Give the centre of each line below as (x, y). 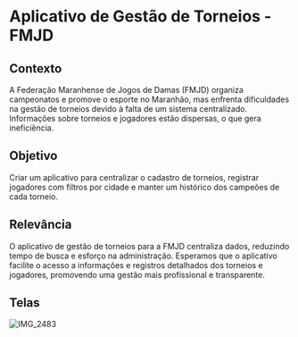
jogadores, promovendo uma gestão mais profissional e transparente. (137, 274)
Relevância (41, 225)
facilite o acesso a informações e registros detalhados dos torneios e (136, 265)
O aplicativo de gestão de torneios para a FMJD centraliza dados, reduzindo (149, 246)
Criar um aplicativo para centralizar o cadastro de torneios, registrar (134, 177)
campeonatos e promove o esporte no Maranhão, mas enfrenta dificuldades (149, 99)
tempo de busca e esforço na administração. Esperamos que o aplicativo (144, 256)
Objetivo (33, 156)
